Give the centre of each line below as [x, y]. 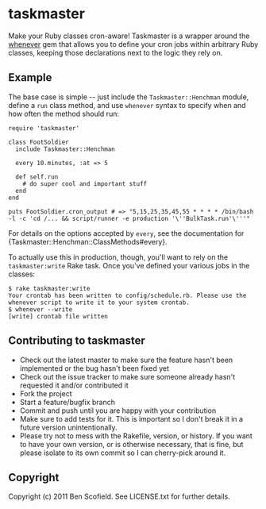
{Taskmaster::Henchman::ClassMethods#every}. [88, 241]
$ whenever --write [40, 309]
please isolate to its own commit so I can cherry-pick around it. [123, 453]
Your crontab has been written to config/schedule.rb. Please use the [127, 295]
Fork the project [46, 393]
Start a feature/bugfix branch [67, 402]
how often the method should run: [64, 114]
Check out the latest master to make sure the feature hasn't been [126, 360]
